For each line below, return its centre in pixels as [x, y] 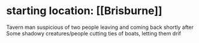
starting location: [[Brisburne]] [85, 11]
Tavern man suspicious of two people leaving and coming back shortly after [100, 27]
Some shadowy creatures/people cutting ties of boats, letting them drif [94, 33]
